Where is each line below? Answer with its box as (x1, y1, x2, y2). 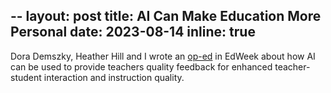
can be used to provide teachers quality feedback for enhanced (10, 60, 273, 73)
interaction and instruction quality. (43, 71, 185, 83)
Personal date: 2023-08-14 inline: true (10, 24, 256, 41)
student (10, 71, 42, 83)
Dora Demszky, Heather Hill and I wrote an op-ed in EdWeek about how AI (10, 50, 316, 62)
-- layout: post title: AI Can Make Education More (10, 8, 322, 25)
